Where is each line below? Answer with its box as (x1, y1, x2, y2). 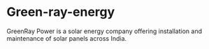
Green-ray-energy (6, 4, 115, 20)
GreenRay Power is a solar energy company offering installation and (6, 27, 202, 35)
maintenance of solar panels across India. (6, 34, 127, 42)
